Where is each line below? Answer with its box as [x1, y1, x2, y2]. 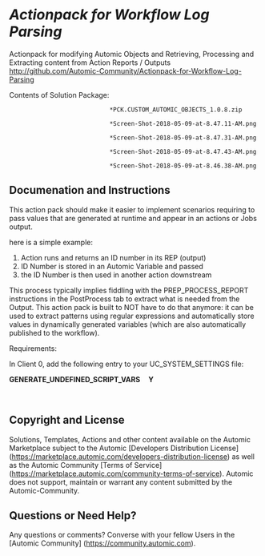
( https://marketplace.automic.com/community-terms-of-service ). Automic [9, 469, 254, 478]
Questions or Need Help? [9, 509, 137, 522]
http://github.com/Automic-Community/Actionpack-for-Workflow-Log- [9, 66, 243, 75]
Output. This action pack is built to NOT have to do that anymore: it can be [9, 302, 255, 312]
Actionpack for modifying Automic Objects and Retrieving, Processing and [9, 49, 255, 58]
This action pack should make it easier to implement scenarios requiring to [9, 204, 255, 214]
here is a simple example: [9, 237, 93, 247]
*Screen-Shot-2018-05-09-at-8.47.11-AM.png [109, 119, 257, 127]
